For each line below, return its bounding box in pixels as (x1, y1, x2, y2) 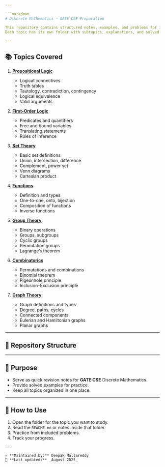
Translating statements (19, 128, 66, 134)
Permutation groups (19, 243, 60, 249)
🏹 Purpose (5, 364, 38, 372)
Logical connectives (19, 78, 60, 84)
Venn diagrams (19, 168, 51, 174)
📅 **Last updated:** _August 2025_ (5, 457, 78, 462)
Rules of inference (19, 133, 57, 139)
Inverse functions (19, 208, 55, 214)
